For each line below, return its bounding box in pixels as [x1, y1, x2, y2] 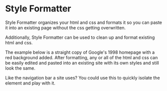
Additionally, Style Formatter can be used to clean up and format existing [5, 34, 155, 40]
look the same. [5, 65, 36, 71]
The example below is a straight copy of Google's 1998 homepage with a [5, 49, 155, 55]
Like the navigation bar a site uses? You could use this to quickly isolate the [5, 75, 161, 81]
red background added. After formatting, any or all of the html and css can [5, 54, 158, 60]
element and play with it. [5, 80, 56, 86]
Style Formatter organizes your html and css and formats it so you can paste [5, 19, 163, 25]
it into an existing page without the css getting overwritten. [5, 24, 126, 30]
